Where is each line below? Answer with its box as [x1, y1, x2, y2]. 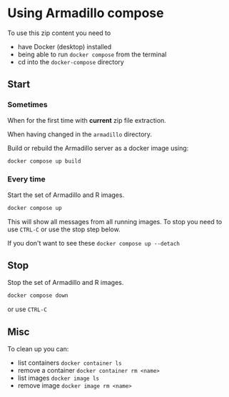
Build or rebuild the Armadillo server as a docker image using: [7, 144, 189, 152]
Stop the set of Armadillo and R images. [7, 278, 124, 287]
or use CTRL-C [7, 305, 48, 313]
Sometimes [7, 100, 48, 110]
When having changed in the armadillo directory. [7, 130, 152, 139]
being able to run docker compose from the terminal [17, 50, 167, 59]
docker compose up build [7, 157, 81, 165]
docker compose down [7, 292, 69, 299]
